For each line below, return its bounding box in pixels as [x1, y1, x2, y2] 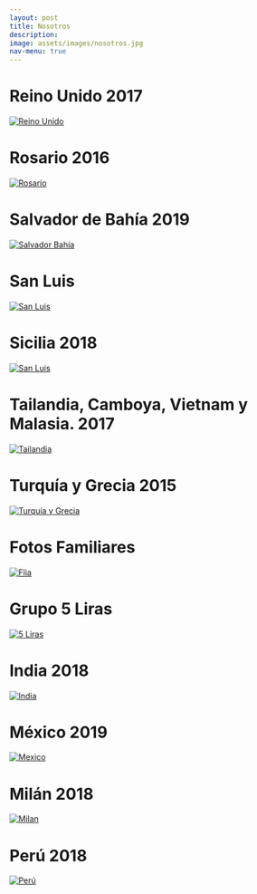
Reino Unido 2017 [9, 86, 143, 107]
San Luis [9, 271, 75, 292]
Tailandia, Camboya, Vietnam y [9, 395, 249, 415]
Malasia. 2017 [9, 414, 115, 434]
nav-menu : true [9, 47, 67, 56]
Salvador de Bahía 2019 [9, 209, 190, 230]
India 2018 [9, 660, 90, 680]
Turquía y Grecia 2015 [9, 475, 177, 495]
